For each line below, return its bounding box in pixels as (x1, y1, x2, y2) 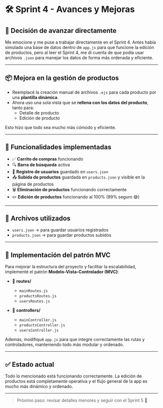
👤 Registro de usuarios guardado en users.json (12, 168, 109, 175)
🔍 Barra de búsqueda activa (12, 162, 70, 167)
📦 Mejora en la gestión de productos (5, 74, 119, 82)
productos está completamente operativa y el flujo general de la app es (5, 378, 148, 384)
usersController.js (19, 328, 59, 333)
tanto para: (12, 105, 34, 111)
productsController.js (19, 323, 65, 328)
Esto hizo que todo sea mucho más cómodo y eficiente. (5, 124, 116, 130)
